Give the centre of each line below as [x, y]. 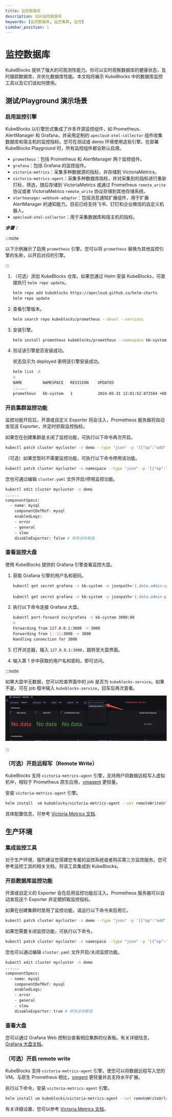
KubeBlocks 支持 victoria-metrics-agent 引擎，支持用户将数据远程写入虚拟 [85, 776]
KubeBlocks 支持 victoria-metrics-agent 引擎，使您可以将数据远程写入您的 [85, 1071]
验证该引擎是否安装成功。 [40, 350]
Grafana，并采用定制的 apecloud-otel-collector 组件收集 [102, 135]
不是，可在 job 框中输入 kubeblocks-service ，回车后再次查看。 [72, 688]
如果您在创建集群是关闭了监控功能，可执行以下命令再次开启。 [70, 437]
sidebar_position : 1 [27, 27]
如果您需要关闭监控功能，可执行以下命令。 [50, 931]
